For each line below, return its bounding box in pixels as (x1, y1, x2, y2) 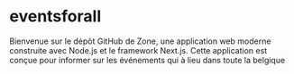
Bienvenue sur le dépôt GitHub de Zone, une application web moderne (9, 36, 271, 46)
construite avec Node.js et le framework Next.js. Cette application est (9, 45, 268, 55)
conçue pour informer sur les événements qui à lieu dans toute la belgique (9, 54, 286, 65)
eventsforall (9, 6, 102, 27)
